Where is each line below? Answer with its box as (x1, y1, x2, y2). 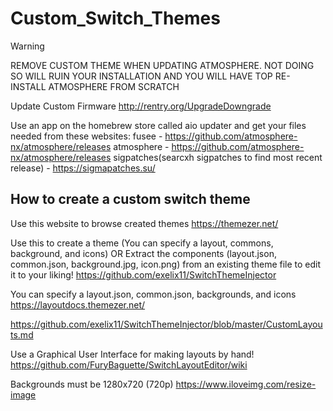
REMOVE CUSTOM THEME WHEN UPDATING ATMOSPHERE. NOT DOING (10, 59, 315, 71)
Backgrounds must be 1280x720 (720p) (10, 378, 174, 390)
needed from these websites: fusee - (10, 130, 163, 142)
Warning (10, 40, 45, 52)
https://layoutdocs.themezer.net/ (10, 298, 146, 311)
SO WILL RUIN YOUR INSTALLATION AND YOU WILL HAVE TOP (10, 70, 273, 82)
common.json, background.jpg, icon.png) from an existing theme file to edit (10, 258, 322, 270)
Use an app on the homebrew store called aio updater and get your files (10, 119, 307, 131)
